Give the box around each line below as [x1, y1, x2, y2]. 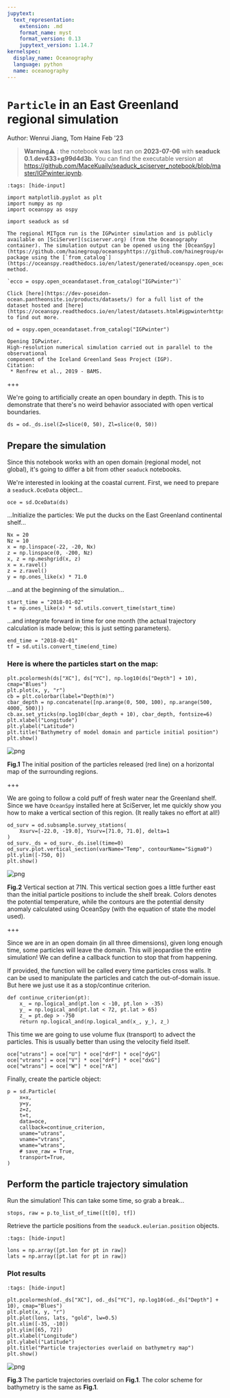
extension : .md [19, 23, 63, 29]
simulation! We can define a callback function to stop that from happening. [7, 953, 218, 961]
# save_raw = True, [19, 1148, 75, 1155]
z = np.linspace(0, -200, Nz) [7, 549, 94, 557]
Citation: [7, 362, 36, 369]
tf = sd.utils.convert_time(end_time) [7, 643, 118, 651]
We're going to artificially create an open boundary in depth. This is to [7, 393, 204, 401]
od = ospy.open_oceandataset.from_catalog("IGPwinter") [7, 326, 170, 333]
